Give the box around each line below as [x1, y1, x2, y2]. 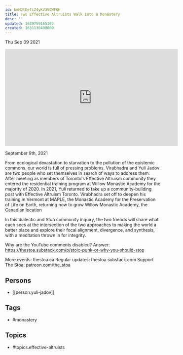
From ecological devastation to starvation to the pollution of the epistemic [5, 160, 155, 166]
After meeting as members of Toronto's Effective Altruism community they [5, 176, 156, 182]
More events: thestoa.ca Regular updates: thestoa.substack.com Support [5, 257, 154, 263]
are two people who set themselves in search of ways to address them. [5, 170, 150, 176]
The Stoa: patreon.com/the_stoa [5, 262, 71, 268]
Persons [5, 276, 31, 284]
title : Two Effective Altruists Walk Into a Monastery [5, 12, 120, 17]
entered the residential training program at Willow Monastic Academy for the [5, 181, 161, 187]
